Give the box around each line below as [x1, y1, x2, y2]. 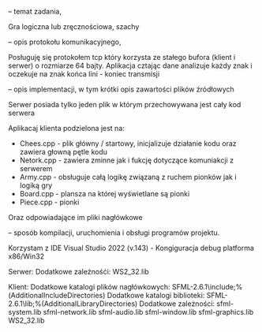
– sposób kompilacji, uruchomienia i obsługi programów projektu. [8, 228, 220, 237]
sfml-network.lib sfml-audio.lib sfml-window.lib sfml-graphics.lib [43, 308, 254, 316]
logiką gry [19, 181, 53, 190]
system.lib [8, 308, 42, 316]
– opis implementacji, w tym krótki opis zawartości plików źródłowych [8, 84, 234, 94]
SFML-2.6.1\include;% [172, 282, 243, 291]
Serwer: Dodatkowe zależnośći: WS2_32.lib [8, 267, 150, 276]
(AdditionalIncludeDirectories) [8, 291, 106, 300]
